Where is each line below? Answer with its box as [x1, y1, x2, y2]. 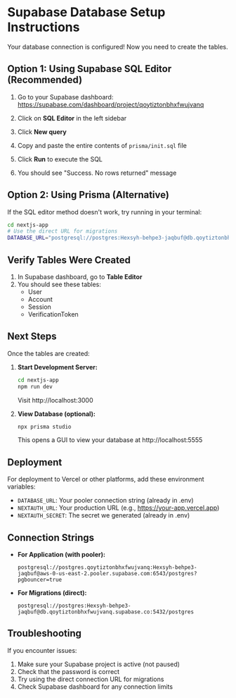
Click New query [17, 128, 67, 136]
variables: [7, 482, 36, 491]
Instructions [7, 19, 80, 35]
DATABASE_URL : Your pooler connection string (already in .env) [17, 496, 195, 505]
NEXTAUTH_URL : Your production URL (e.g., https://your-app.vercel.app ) [17, 503, 220, 512]
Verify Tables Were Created [7, 254, 131, 266]
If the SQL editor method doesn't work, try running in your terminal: [7, 207, 202, 216]
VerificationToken [27, 310, 79, 318]
